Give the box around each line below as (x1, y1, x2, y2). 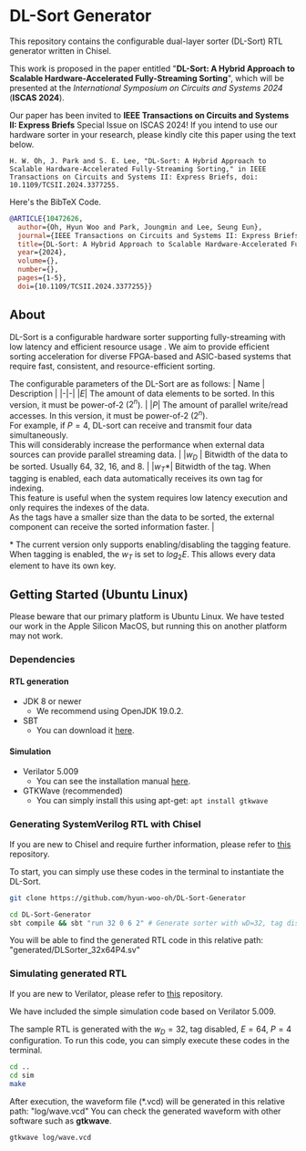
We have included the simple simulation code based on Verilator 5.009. (9, 1005, 276, 1017)
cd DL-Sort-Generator (9, 909, 92, 919)
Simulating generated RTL (9, 968, 127, 980)
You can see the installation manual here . (36, 776, 191, 787)
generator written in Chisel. (9, 45, 112, 56)
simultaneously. (9, 430, 68, 441)
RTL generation (9, 676, 69, 687)
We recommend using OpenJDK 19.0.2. (36, 706, 184, 717)
